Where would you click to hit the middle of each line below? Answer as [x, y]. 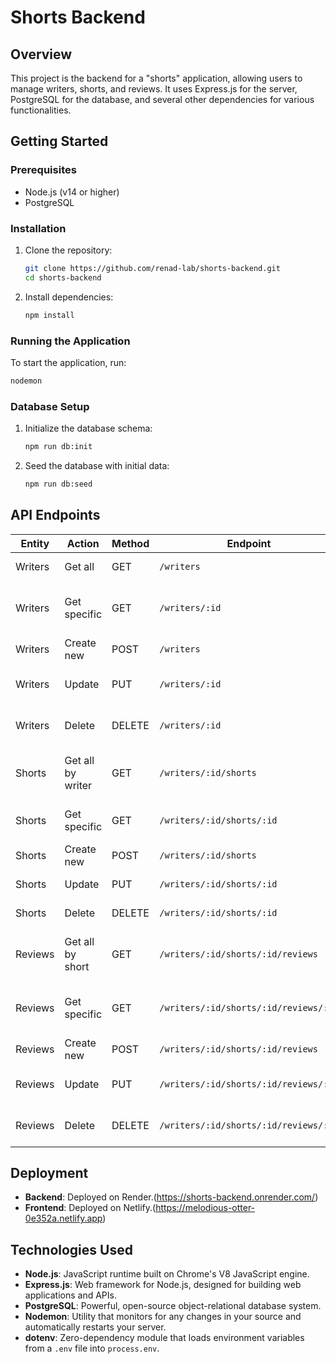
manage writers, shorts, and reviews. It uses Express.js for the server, [154, 89]
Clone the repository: [68, 250]
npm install [49, 315]
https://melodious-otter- [205, 1208]
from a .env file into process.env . [92, 1348]
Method [130, 543]
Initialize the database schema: [88, 428]
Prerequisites [43, 170]
